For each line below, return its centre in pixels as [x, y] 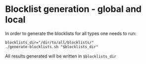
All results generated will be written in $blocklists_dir [61, 56]
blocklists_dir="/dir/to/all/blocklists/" [49, 42]
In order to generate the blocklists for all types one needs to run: [71, 33]
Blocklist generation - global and [73, 9]
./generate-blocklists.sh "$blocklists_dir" [52, 47]
